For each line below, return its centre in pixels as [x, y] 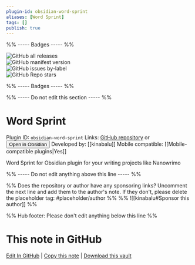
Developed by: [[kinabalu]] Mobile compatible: [107, 144]
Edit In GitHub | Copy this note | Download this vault [69, 256]
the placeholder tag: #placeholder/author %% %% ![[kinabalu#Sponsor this [98, 198]
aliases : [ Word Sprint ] [35, 17]
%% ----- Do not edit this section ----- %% [59, 98]
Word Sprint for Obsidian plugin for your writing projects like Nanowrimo [93, 163]
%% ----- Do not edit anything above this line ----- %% [74, 175]
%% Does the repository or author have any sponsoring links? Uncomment [97, 186]
